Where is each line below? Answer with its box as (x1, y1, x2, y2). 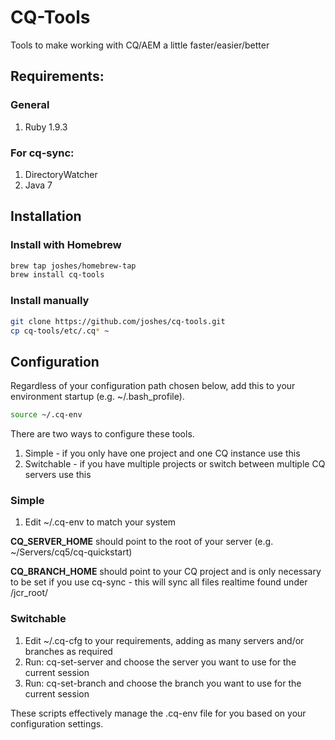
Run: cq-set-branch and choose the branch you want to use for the (24, 677, 302, 689)
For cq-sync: (10, 146, 75, 160)
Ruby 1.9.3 (24, 121, 68, 133)
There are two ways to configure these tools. (10, 428, 195, 440)
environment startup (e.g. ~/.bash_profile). (10, 391, 185, 403)
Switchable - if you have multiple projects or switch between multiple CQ (24, 458, 326, 470)
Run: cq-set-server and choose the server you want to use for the (24, 656, 297, 668)
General (10, 98, 50, 112)
